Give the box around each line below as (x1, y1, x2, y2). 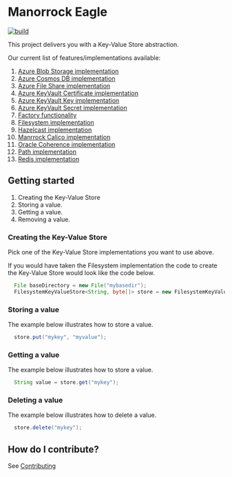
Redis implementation (17, 154, 80, 163)
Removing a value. (17, 215, 71, 223)
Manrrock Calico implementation (17, 132, 111, 141)
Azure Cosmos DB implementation (17, 74, 116, 83)
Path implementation (17, 148, 77, 156)
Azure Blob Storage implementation (17, 67, 119, 75)
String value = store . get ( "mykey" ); (14, 379, 119, 386)
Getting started (8, 175, 75, 187)
